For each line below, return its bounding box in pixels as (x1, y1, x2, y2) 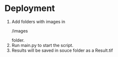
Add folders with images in (11, 19, 66, 24)
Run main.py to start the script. (11, 42, 74, 48)
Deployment (4, 3, 55, 14)
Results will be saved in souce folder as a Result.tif (11, 47, 113, 53)
